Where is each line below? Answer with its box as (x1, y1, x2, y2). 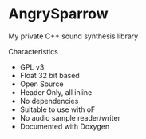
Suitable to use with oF (19, 105, 96, 114)
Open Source (19, 79, 64, 89)
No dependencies (19, 96, 79, 105)
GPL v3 (19, 62, 45, 72)
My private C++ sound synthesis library (8, 31, 139, 41)
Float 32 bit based (19, 70, 80, 80)
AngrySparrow (8, 5, 109, 23)
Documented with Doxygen (19, 121, 110, 131)
